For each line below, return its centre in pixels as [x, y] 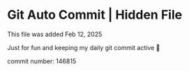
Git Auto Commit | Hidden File [95, 15]
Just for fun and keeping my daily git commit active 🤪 [84, 47]
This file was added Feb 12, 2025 [55, 34]
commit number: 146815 [42, 61]
